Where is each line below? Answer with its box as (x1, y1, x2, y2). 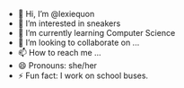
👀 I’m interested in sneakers (17, 18, 121, 29)
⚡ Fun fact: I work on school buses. (17, 70, 149, 81)
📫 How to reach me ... (17, 48, 101, 57)
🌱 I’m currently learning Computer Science (17, 28, 176, 38)
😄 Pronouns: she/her (17, 60, 97, 71)
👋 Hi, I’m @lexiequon (17, 9, 95, 19)
